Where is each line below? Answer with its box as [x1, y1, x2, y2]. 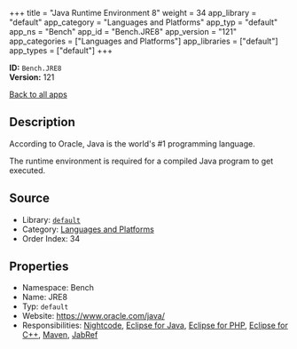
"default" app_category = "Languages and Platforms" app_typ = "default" [9, 17, 278, 28]
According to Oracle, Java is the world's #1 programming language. [9, 138, 255, 149]
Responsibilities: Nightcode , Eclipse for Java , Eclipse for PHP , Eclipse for [21, 320, 288, 331]
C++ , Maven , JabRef [21, 329, 98, 340]
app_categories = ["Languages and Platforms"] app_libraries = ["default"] [9, 36, 278, 46]
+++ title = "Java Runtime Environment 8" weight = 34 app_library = [9, 8, 257, 18]
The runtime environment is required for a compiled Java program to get [9, 155, 273, 166]
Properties [9, 259, 69, 274]
